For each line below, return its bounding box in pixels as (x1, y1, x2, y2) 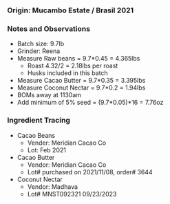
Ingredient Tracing (7, 116, 71, 125)
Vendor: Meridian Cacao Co (27, 161, 107, 169)
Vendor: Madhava (27, 182, 78, 191)
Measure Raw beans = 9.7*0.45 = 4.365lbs (17, 54, 140, 63)
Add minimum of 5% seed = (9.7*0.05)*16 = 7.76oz (17, 99, 164, 107)
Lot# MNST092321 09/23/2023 (27, 190, 117, 198)
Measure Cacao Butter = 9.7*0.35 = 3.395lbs (17, 76, 146, 85)
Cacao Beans (17, 131, 56, 139)
